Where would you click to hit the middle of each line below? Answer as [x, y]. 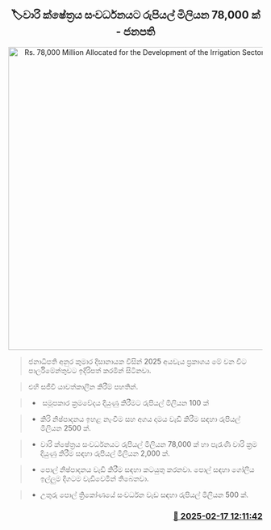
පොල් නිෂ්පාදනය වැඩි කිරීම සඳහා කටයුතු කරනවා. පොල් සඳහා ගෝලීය [147, 469]
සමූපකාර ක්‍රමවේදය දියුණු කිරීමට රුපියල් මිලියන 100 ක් [126, 402]
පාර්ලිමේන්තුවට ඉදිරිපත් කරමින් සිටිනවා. [90, 370]
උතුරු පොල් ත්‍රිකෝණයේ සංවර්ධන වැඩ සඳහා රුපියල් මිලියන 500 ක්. [144, 494]
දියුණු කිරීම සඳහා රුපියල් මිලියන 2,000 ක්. [105, 453]
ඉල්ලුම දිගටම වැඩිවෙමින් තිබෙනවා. [94, 478]
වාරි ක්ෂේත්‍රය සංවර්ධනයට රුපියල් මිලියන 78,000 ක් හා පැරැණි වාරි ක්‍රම [149, 444]
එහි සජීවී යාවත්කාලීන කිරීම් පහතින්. [83, 386]
